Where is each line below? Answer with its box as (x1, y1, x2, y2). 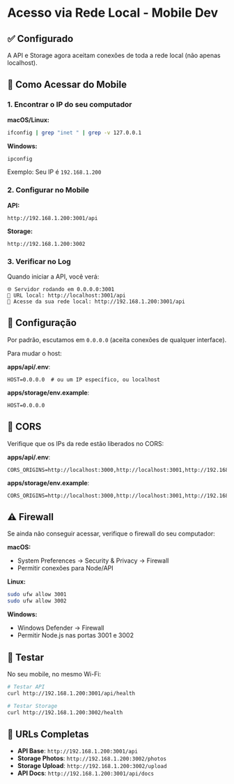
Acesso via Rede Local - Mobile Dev (7, 5, 219, 21)
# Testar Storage (7, 702, 58, 709)
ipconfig (7, 155, 33, 162)
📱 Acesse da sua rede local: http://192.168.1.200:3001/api (7, 298, 186, 305)
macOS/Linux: (7, 115, 50, 124)
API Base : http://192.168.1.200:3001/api (17, 747, 138, 755)
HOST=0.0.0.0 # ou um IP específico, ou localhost (7, 376, 160, 383)
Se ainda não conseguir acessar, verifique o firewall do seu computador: (7, 529, 216, 538)
